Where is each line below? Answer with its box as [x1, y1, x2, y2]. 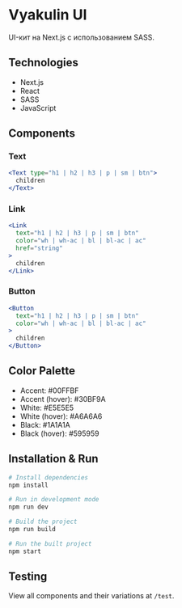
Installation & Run [8, 452, 99, 466]
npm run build [8, 526, 57, 534]
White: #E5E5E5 [19, 403, 74, 412]
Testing [8, 570, 48, 584]
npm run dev [8, 503, 49, 511]
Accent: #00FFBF [19, 386, 79, 395]
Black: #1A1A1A [19, 420, 70, 429]
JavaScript [19, 103, 57, 112]
